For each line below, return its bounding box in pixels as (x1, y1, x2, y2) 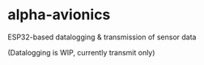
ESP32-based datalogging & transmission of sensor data (7, 32, 197, 42)
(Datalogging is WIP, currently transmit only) (7, 47, 155, 57)
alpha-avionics (7, 6, 111, 24)
